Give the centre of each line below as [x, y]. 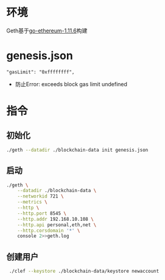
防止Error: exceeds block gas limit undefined [71, 84]
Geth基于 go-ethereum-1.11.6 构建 [47, 31]
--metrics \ [32, 202]
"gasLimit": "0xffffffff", [40, 72]
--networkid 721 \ [40, 196]
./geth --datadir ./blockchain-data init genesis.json [77, 150]
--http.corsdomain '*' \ [49, 230]
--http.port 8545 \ [42, 213]
